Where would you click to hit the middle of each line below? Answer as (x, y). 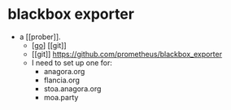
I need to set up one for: (72, 63)
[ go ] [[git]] (49, 45)
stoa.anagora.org (72, 88)
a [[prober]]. (40, 37)
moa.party (61, 97)
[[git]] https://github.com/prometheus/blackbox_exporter (127, 54)
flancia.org (62, 80)
